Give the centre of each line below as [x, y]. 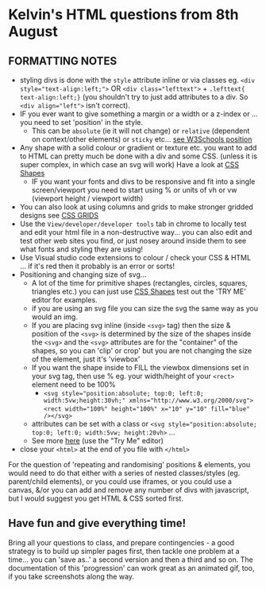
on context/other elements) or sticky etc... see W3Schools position [142, 139]
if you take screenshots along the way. [71, 576]
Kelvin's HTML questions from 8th [123, 15]
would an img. [54, 317]
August [33, 31]
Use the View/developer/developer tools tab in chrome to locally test [133, 224]
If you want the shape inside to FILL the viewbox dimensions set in [140, 367]
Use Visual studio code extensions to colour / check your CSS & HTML [135, 257]
